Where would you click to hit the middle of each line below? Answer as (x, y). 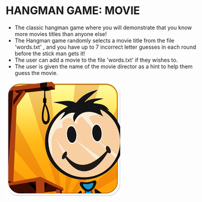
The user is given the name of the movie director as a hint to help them (103, 66)
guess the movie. (36, 73)
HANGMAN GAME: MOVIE (73, 11)
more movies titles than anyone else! (61, 34)
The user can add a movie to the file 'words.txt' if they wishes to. (96, 60)
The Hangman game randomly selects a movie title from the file (94, 40)
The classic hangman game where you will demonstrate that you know (103, 27)
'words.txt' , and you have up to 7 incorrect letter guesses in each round (105, 47)
